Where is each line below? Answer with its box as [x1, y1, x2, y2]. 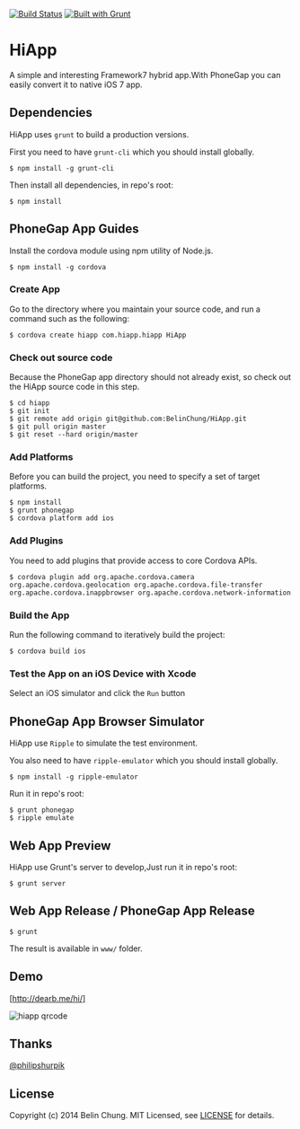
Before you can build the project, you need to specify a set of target [9, 472, 260, 482]
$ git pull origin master [9, 422, 106, 431]
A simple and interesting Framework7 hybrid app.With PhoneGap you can [9, 69, 281, 80]
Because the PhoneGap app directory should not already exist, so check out [9, 372, 292, 383]
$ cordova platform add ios [9, 514, 115, 523]
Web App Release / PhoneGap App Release [9, 904, 255, 919]
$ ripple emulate [9, 814, 75, 823]
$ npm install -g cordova [9, 262, 106, 271]
